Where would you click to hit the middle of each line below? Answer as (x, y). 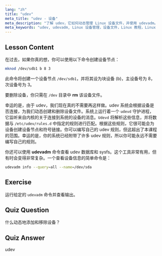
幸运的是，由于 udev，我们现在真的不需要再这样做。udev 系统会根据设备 (78, 105)
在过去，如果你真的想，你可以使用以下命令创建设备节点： (62, 59)
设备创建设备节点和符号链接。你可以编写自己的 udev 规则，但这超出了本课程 (81, 129)
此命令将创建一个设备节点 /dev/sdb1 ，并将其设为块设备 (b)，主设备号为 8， (80, 79)
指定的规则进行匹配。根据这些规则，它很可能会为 (106, 123)
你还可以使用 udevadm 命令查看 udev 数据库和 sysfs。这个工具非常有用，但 (81, 152)
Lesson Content (29, 47)
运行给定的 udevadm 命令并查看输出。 (41, 194)
